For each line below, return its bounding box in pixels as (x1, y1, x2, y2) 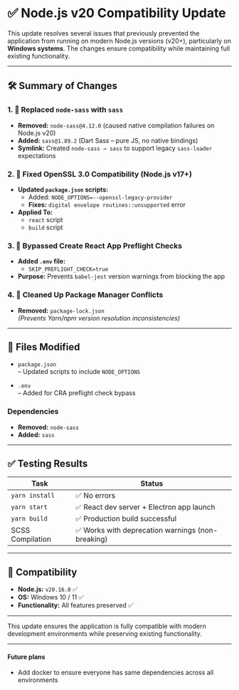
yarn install (11, 491, 55, 500)
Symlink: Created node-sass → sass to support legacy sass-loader (17, 144, 213, 152)
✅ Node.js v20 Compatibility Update (7, 5, 226, 21)
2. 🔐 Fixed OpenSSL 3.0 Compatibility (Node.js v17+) (7, 169, 192, 179)
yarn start (11, 503, 48, 511)
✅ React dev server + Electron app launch (75, 502, 216, 512)
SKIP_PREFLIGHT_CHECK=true (28, 266, 109, 273)
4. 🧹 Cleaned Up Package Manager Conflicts (7, 290, 164, 300)
